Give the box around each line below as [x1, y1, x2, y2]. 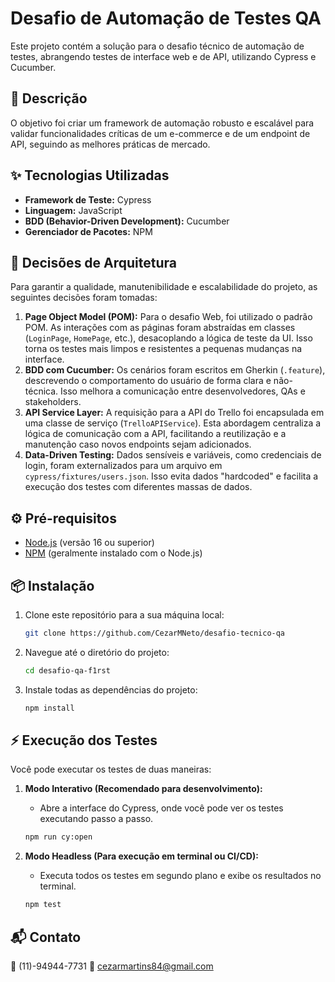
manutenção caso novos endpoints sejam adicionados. [24, 438, 252, 451]
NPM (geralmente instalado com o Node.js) [24, 547, 203, 559]
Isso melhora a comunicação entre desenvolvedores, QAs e [60, 385, 306, 397]
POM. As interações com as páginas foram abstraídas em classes [24, 322, 296, 334]
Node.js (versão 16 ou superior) [24, 537, 155, 549]
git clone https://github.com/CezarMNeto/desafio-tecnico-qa [24, 628, 286, 638]
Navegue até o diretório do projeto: [24, 646, 170, 658]
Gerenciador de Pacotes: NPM [24, 225, 153, 237]
